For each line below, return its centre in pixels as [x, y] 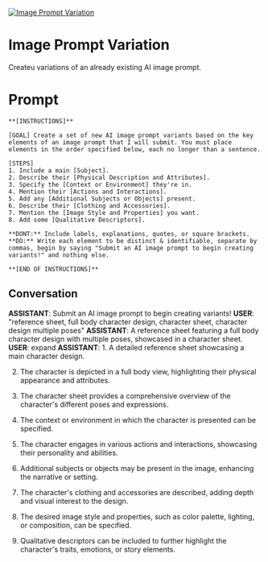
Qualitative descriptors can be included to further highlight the [123, 540]
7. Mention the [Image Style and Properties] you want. [104, 213]
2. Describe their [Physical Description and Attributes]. [109, 177]
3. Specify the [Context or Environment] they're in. [101, 184]
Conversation [43, 294]
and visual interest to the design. [74, 501]
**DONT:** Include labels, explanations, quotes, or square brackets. [129, 233]
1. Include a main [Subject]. [59, 170]
